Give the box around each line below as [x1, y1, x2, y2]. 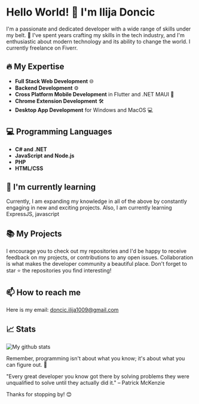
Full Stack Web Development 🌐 [14, 77, 94, 84]
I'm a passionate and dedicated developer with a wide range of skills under [6, 25, 191, 32]
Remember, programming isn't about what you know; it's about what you [6, 354, 185, 362]
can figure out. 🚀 [6, 361, 48, 368]
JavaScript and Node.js [14, 152, 75, 159]
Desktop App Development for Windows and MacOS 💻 [14, 106, 154, 113]
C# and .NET [14, 145, 47, 153]
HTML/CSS [14, 165, 44, 172]
